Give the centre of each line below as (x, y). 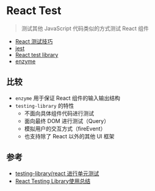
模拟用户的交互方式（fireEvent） (65, 129)
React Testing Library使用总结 (52, 181)
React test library (37, 54)
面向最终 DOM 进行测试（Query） (67, 121)
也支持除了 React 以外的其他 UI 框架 (69, 136)
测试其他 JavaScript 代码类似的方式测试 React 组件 (85, 28)
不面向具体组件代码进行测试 (59, 113)
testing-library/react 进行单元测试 (57, 173)
